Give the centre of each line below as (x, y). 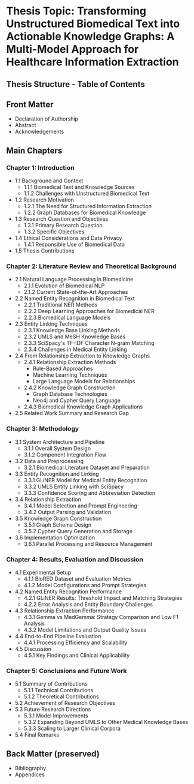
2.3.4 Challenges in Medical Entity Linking (75, 350)
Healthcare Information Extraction (93, 62)
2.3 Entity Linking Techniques (51, 324)
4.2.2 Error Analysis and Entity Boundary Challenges (88, 604)
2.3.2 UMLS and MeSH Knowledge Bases (75, 337)
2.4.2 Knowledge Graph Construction (70, 388)
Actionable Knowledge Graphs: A (90, 37)
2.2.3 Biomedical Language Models (67, 318)
